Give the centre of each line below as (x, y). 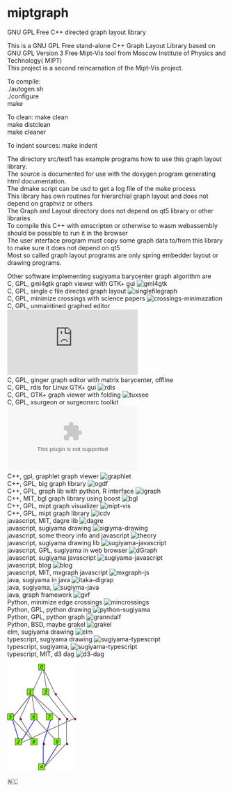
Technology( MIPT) (35, 60)
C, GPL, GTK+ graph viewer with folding (64, 395)
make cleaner (27, 132)
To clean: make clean (38, 117)
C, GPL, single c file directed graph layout (67, 291)
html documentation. (37, 181)
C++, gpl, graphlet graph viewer (53, 476)
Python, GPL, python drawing (49, 609)
